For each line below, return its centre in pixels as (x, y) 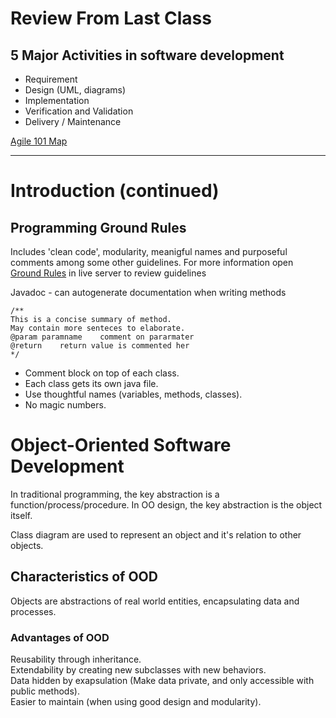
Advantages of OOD (60, 637)
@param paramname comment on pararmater (102, 337)
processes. (33, 611)
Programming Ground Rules (98, 227)
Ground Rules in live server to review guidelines (108, 273)
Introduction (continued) (115, 191)
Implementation (57, 100)
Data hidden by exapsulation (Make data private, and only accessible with (162, 681)
